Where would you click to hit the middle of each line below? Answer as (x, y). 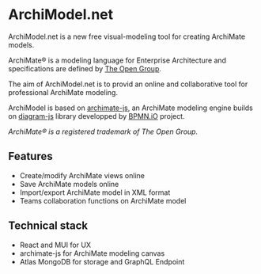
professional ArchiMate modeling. (63, 92)
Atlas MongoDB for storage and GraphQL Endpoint (102, 261)
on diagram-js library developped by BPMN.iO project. (96, 116)
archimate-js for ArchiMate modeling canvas (92, 253)
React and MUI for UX (55, 245)
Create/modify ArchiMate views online (82, 175)
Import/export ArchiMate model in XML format (95, 192)
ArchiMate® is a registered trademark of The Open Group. (103, 131)
